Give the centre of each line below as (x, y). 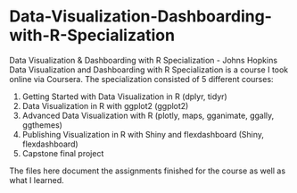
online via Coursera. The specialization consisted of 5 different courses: (141, 79)
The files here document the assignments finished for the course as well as (148, 171)
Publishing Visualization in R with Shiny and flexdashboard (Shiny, (143, 134)
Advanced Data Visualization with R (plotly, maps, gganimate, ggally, (148, 115)
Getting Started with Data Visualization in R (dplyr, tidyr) (124, 96)
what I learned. (37, 180)
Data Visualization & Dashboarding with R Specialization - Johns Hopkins (144, 60)
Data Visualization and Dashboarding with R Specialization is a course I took (149, 70)
